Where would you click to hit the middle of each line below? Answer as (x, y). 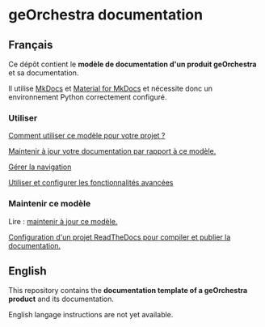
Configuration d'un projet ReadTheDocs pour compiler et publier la (120, 237)
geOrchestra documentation (106, 15)
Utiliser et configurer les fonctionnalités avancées (91, 183)
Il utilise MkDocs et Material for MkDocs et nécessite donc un (110, 88)
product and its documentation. (61, 299)
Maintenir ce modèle (50, 204)
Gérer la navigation (40, 167)
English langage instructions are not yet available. (91, 315)
